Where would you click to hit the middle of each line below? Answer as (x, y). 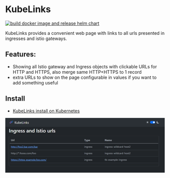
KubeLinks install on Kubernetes (46, 111)
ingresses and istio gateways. (36, 38)
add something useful (35, 82)
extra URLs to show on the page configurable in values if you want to (84, 77)
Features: (21, 54)
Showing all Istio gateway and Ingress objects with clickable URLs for (85, 66)
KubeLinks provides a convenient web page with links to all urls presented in (85, 33)
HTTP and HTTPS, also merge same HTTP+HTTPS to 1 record (77, 72)
